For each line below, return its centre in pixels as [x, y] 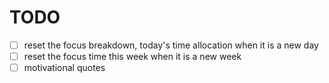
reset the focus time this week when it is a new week [132, 56]
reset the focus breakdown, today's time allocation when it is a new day [171, 45]
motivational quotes [64, 68]
